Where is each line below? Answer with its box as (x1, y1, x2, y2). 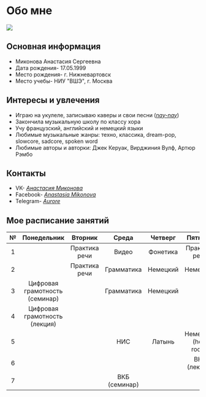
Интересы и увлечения (6, 95, 100, 106)
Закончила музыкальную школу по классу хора (15, 118, 141, 125)
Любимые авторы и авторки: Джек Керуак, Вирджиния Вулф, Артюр (15, 144, 196, 151)
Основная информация (6, 41, 101, 52)
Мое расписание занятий (6, 215, 109, 226)
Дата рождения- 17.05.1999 (15, 64, 86, 71)
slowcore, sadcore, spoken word (15, 137, 98, 145)
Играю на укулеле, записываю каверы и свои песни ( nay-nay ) (15, 111, 180, 118)
